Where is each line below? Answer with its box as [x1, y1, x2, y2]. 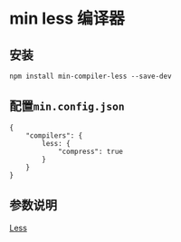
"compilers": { [25, 131, 83, 140]
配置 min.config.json [9, 99, 125, 114]
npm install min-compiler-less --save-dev [9, 72, 172, 81]
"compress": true [57, 147, 124, 156]
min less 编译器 [9, 8, 125, 29]
